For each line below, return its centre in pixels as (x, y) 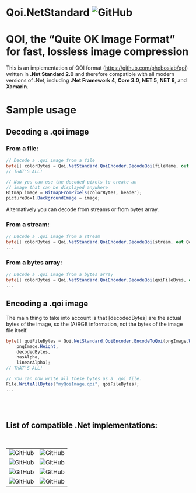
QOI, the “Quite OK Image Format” (91, 39)
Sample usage (41, 110)
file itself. (17, 330)
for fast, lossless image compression (97, 52)
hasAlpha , (29, 357)
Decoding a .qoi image (48, 132)
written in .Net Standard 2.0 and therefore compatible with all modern (90, 74)
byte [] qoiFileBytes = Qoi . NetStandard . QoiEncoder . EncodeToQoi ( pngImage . (98, 341)
